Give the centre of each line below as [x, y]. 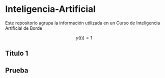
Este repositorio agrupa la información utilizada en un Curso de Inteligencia [83, 23]
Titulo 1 [17, 53]
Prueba [17, 70]
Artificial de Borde [24, 28]
